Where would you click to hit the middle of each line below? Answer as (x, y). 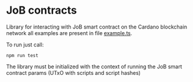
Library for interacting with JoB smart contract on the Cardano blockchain (97, 27)
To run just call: (25, 45)
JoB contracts (42, 10)
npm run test (22, 55)
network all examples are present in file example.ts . (69, 33)
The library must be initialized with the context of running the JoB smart (94, 67)
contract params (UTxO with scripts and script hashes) (74, 72)
